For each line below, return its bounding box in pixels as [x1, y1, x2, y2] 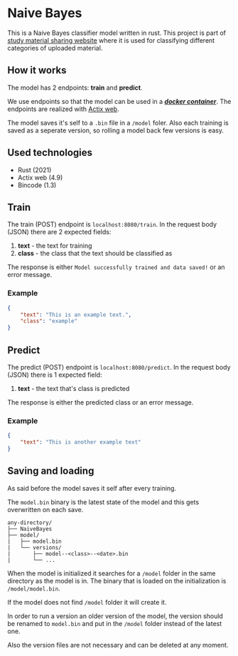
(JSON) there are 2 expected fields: [7, 228, 112, 236]
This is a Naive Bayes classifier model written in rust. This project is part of [7, 28, 226, 37]
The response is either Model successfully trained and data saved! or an [7, 263, 225, 271]
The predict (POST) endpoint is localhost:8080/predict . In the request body [7, 363, 231, 371]
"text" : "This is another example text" [20, 439, 141, 446]
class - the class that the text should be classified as [17, 249, 173, 258]
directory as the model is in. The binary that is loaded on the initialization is [7, 576, 227, 585]
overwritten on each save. [7, 505, 84, 514]
